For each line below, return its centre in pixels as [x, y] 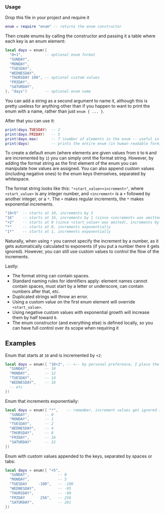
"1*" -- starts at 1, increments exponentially [58, 231]
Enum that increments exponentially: [42, 401]
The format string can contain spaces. [51, 275]
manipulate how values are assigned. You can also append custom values [80, 169]
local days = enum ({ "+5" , [33, 470]
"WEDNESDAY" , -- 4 [32, 428]
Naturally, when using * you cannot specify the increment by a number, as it [82, 241]
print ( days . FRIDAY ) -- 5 [33, 134]
